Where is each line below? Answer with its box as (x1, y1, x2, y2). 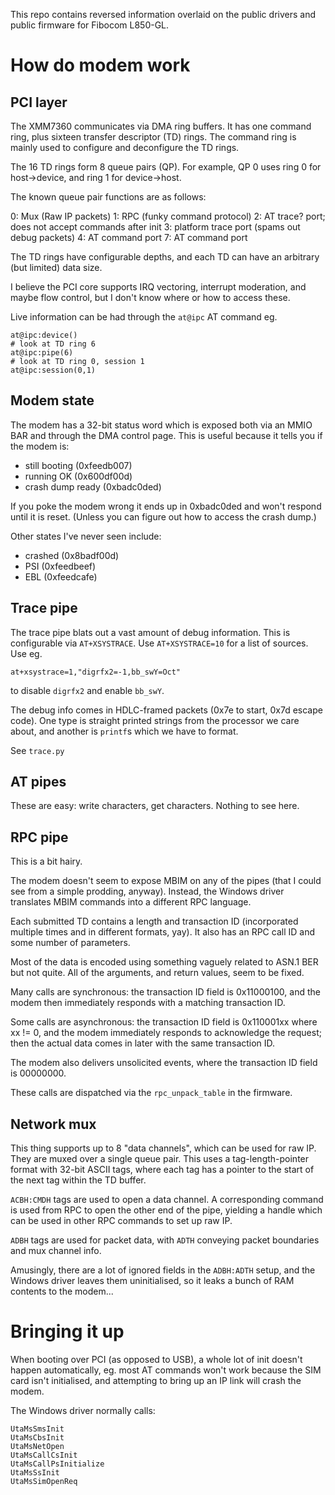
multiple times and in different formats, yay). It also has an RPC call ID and (10, 926, 315, 938)
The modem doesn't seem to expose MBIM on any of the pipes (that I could (10, 875, 322, 887)
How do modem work (10, 54, 191, 77)
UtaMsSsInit (10, 1468, 60, 1478)
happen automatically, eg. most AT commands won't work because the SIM (10, 1364, 322, 1376)
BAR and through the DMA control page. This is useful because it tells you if (10, 429, 323, 441)
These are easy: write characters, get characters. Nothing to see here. (10, 800, 300, 812)
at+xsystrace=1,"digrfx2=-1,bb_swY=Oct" (10, 667, 182, 677)
